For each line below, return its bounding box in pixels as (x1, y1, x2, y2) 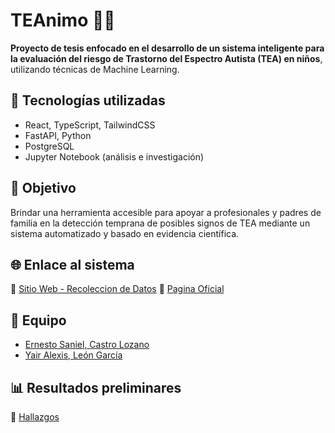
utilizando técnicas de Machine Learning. (10, 63, 180, 75)
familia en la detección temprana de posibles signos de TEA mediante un (10, 217, 311, 229)
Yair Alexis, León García (24, 349, 123, 361)
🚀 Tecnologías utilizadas (10, 92, 166, 109)
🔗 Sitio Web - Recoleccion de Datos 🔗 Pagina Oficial (10, 283, 225, 295)
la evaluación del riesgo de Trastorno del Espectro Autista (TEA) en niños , (10, 52, 323, 64)
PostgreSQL (24, 140, 75, 152)
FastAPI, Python (24, 129, 92, 141)
